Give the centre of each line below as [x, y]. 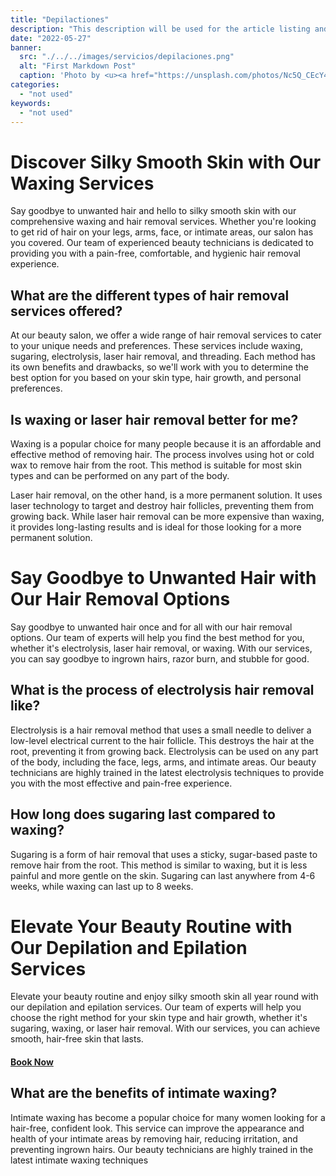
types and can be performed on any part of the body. [120, 475]
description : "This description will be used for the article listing [160, 29]
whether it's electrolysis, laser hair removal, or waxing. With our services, [161, 648]
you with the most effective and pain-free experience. [121, 783]
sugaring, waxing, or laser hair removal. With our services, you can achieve [165, 1028]
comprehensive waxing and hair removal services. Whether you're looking [163, 222]
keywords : [31, 103]
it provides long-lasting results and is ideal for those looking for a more [156, 527]
